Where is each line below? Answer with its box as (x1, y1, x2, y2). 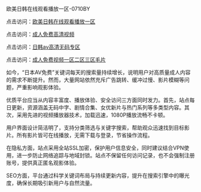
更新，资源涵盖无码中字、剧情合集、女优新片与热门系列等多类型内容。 (11, 104, 184, 111)
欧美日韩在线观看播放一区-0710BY (6, 5, 91, 12)
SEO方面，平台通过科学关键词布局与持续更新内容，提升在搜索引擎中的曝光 (6, 172, 190, 179)
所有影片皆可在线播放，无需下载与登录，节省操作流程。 (16, 132, 153, 139)
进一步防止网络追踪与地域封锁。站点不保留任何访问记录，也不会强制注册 (16, 152, 195, 159)
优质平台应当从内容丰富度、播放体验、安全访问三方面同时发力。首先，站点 (6, 96, 190, 103)
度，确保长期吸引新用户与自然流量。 (6, 179, 96, 187)
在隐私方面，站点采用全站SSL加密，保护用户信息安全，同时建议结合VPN (6, 144, 184, 151)
